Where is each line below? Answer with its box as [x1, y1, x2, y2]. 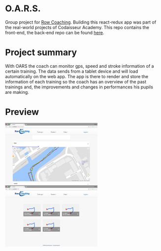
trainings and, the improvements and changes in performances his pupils [5, 84, 154, 90]
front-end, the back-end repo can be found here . [5, 29, 104, 35]
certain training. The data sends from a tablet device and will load [5, 68, 138, 74]
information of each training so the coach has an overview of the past [5, 79, 147, 84]
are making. [5, 89, 30, 95]
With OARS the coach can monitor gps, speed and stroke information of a [5, 63, 154, 69]
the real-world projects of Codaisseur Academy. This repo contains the [5, 24, 149, 30]
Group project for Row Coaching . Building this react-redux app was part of [5, 19, 157, 25]
